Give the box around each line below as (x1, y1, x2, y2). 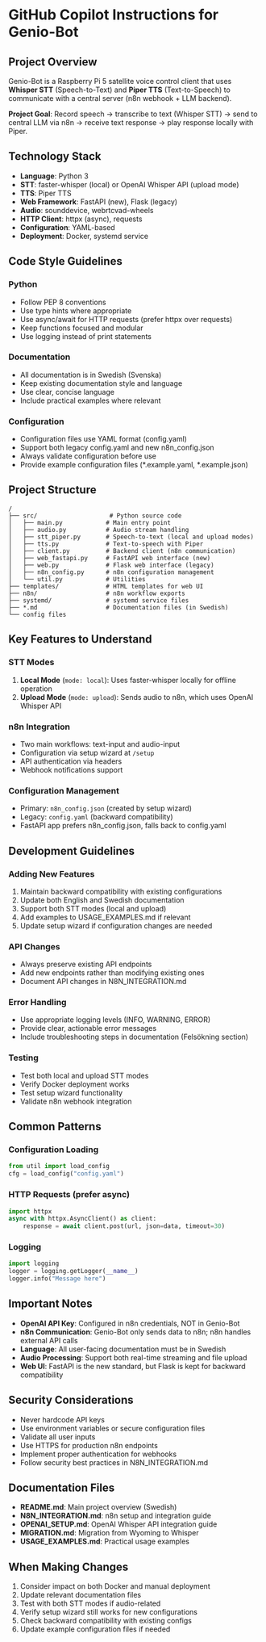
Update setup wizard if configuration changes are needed (19, 920, 213, 930)
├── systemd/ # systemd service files (8, 596, 189, 605)
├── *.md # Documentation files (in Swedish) (8, 603, 229, 611)
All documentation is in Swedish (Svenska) (19, 370, 162, 379)
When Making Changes (8, 1560, 129, 1573)
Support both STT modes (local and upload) (19, 903, 167, 913)
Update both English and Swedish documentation (19, 894, 185, 905)
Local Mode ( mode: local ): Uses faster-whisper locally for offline (19, 675, 236, 685)
